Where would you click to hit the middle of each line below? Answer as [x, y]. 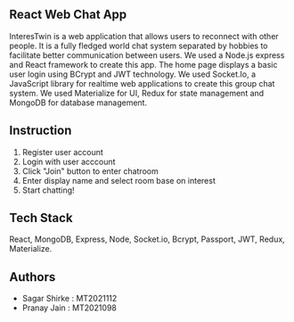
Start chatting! [48, 190]
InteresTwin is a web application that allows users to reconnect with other [144, 36]
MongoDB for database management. [78, 103]
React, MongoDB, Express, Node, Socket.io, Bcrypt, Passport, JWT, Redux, [147, 239]
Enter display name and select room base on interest [118, 180]
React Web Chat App [68, 15]
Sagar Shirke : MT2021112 [69, 299]
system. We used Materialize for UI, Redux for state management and [137, 93]
